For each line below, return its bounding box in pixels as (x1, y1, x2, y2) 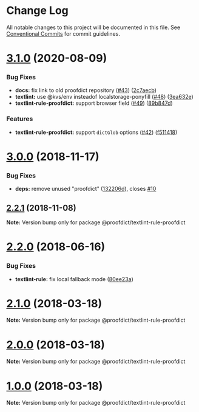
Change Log (6, 4, 69, 18)
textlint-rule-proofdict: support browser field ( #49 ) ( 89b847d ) (15, 99, 173, 107)
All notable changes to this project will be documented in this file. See (6, 24, 181, 31)
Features (6, 115, 33, 123)
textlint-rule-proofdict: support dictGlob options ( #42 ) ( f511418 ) (15, 128, 178, 136)
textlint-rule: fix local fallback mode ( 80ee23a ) (15, 275, 133, 282)
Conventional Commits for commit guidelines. (6, 30, 120, 37)
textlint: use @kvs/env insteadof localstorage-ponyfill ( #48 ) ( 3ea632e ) (15, 93, 194, 101)
